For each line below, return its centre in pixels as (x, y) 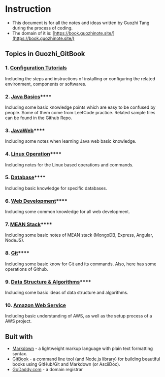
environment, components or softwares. (46, 84)
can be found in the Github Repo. (39, 118)
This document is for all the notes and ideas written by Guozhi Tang (81, 23)
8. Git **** (17, 253)
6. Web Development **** (36, 201)
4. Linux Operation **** (33, 154)
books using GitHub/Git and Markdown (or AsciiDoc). (66, 364)
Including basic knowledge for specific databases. (56, 188)
